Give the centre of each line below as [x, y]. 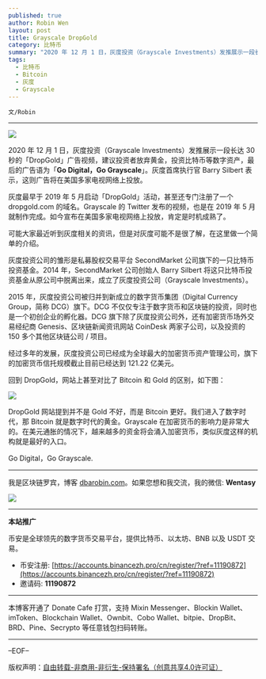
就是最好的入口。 [43, 441]
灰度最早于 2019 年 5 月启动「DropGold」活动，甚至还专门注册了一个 [121, 197]
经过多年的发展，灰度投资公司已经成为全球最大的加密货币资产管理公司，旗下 [133, 353]
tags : [17, 60]
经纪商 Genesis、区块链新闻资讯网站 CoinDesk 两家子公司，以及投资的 [130, 326]
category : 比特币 [35, 45]
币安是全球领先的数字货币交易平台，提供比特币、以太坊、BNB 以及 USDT [127, 539]
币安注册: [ [37, 565]
